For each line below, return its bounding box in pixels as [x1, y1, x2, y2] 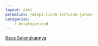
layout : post [5, 7, 33, 12]
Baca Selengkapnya [5, 35, 47, 41]
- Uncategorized [14, 21, 49, 26]
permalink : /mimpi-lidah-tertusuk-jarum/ [5, 12, 93, 17]
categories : [5, 16, 30, 21]
